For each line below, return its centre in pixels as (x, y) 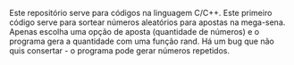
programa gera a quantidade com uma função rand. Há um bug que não (142, 41)
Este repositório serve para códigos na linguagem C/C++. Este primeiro (141, 13)
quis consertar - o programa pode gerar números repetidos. (120, 51)
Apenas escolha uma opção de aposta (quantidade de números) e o (134, 32)
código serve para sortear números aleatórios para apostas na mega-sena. (147, 22)
